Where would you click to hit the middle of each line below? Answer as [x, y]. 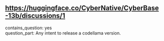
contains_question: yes [28, 28]
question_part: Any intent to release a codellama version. [63, 33]
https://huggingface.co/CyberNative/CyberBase [82, 8]
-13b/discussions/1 [35, 16]
